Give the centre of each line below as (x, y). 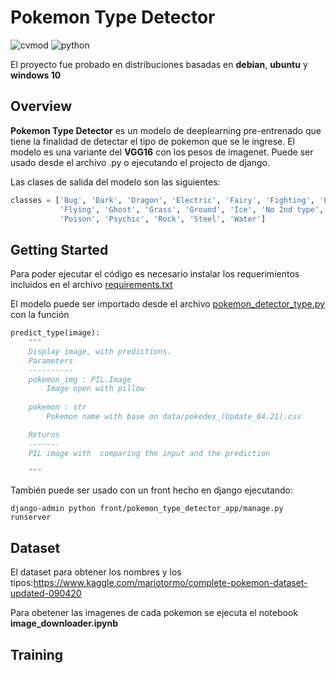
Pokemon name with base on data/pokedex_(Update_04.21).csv (174, 417)
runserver (31, 517)
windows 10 (36, 75)
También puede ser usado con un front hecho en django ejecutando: (152, 490)
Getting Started (59, 249)
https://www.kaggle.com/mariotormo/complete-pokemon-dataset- (170, 583)
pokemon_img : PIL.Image (80, 379)
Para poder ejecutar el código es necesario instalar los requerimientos (155, 274)
